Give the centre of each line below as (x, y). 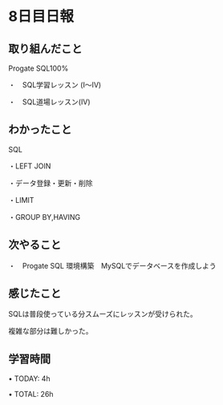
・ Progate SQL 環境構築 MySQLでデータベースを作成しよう (112, 265)
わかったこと (40, 130)
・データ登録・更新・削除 (51, 183)
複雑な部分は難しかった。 (51, 331)
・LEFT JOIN (30, 166)
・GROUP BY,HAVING (45, 217)
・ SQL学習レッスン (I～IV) (55, 85)
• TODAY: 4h (29, 379)
